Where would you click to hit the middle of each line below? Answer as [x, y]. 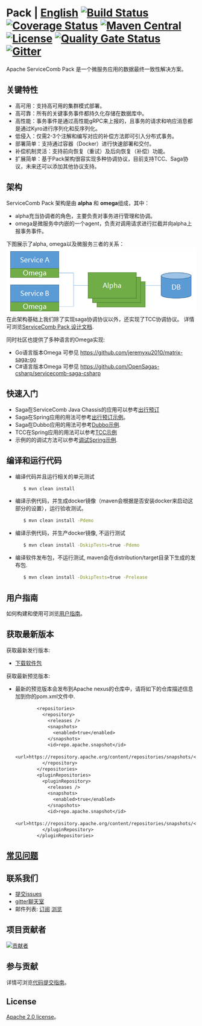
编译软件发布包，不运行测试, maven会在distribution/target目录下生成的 [103, 557]
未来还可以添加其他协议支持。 [63, 166]
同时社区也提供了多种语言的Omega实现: [56, 340]
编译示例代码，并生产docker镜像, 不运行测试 [70, 533]
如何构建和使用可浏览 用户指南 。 [46, 613]
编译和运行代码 [34, 461]
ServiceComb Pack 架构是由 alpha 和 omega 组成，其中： [78, 203]
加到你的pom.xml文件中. [45, 696]
